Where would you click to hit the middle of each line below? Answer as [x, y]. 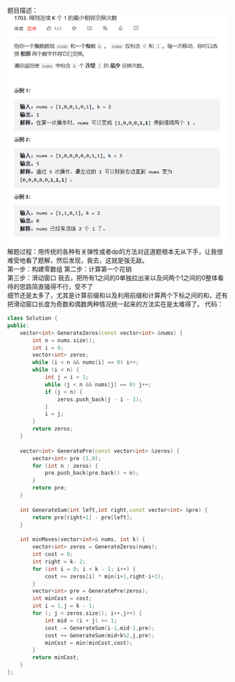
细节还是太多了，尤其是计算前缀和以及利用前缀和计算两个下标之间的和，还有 [117, 295]
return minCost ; [56, 658]
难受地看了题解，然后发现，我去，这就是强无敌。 [78, 260]
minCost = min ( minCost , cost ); [88, 643]
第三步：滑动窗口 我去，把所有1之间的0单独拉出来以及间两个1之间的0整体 [113, 278]
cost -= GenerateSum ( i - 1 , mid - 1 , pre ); [100, 628]
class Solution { [33, 318]
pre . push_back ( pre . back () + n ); [92, 473]
